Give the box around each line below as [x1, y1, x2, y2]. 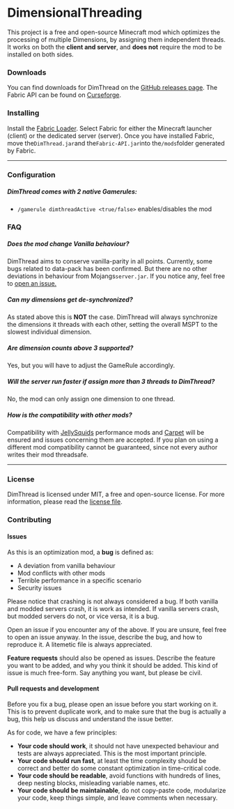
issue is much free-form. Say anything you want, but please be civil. [7, 668, 203, 677]
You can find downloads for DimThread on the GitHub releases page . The [7, 84, 218, 92]
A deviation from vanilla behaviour [17, 561, 116, 569]
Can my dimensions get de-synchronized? [7, 295, 134, 304]
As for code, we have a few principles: [7, 728, 117, 737]
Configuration [7, 170, 56, 180]
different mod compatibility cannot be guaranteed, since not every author [7, 443, 218, 452]
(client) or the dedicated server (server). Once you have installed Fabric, [7, 131, 214, 140]
